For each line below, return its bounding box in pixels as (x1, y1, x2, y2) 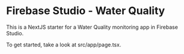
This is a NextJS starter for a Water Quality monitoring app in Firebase (6, 23, 179, 31)
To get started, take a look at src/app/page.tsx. (6, 41, 121, 48)
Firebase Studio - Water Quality (6, 4, 166, 18)
